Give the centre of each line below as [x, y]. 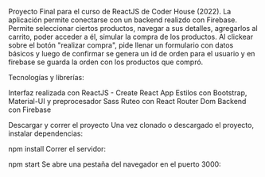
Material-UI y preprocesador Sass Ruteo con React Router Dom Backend [127, 101]
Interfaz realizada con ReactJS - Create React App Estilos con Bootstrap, [128, 93]
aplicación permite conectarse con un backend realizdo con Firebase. [123, 20]
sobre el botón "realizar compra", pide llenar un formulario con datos [121, 45]
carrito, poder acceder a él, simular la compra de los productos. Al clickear [131, 37]
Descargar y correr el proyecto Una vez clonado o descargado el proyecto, [131, 125]
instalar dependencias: [46, 133]
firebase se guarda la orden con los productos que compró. [106, 62]
